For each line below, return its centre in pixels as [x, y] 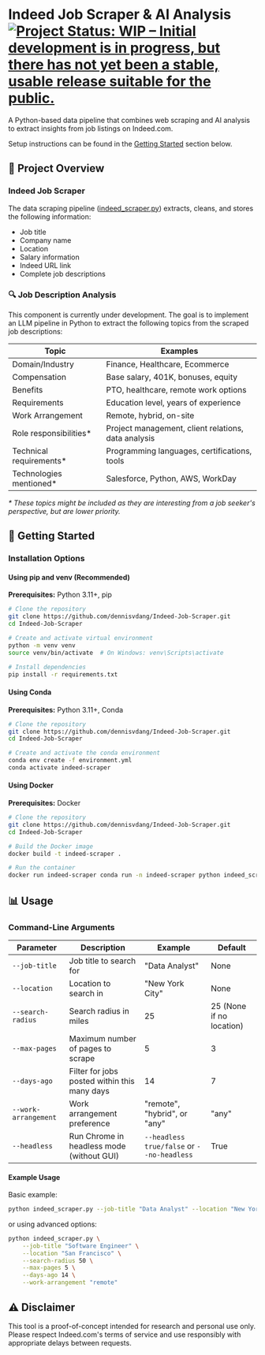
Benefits [28, 389]
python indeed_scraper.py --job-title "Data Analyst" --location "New [127, 1209]
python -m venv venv [42, 645]
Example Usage [34, 1177]
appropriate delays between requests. [70, 1342]
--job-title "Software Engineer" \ [81, 1246]
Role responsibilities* [52, 433]
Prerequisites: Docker [45, 803]
